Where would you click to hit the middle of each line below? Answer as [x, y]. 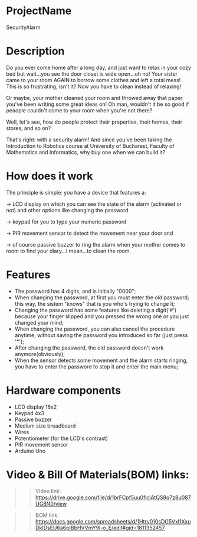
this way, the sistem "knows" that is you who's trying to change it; [95, 303]
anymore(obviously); [40, 354]
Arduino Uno [30, 451]
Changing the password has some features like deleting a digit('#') [96, 310]
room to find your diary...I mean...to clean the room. [69, 251]
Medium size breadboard [45, 426]
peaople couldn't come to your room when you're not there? [79, 110]
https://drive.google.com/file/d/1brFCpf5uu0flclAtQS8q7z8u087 [113, 497]
